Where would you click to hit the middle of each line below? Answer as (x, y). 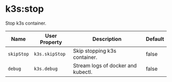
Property (51, 42)
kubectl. (83, 72)
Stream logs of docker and (105, 66)
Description (107, 39)
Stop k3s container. (26, 23)
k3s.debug (46, 69)
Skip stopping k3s (95, 51)
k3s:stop (25, 9)
